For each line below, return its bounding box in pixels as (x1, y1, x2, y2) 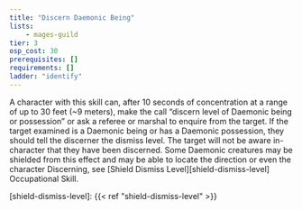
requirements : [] (9, 64, 75, 73)
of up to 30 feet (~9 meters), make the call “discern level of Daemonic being (9, 105, 293, 117)
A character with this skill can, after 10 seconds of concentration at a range (9, 96, 288, 107)
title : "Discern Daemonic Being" (9, 13, 135, 23)
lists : (9, 22, 34, 31)
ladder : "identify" (9, 72, 83, 81)
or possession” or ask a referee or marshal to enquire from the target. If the (9, 115, 288, 126)
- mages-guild (25, 30, 78, 39)
